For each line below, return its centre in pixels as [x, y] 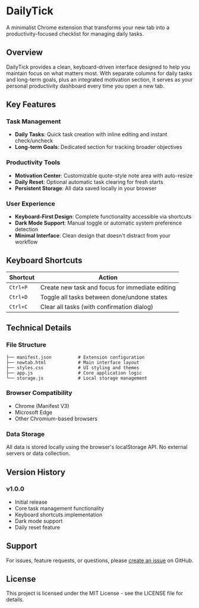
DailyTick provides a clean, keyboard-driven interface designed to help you [98, 67]
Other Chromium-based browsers [56, 419]
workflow [26, 242]
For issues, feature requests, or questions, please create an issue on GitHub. [100, 560]
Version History [36, 472]
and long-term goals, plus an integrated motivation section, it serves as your [99, 79]
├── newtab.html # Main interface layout [73, 362]
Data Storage [26, 434]
